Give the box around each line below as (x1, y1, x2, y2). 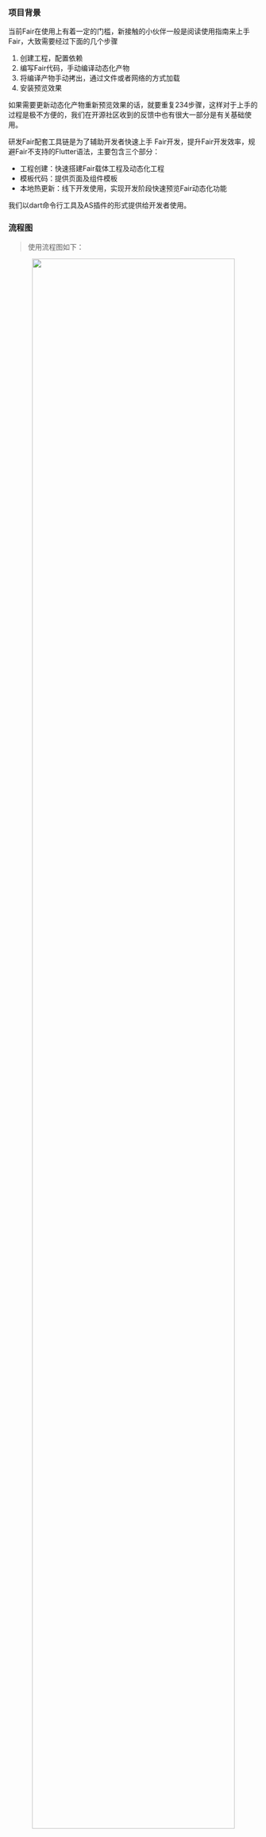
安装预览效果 (19, 83, 62, 93)
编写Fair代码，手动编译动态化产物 (19, 64, 130, 73)
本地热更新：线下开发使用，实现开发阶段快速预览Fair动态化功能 (19, 184, 228, 193)
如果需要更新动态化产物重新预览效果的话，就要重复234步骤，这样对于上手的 (8, 100, 258, 110)
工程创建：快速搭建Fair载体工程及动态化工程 (19, 164, 165, 173)
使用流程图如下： (27, 242, 84, 251)
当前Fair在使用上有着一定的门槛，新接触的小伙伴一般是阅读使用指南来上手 (8, 26, 250, 37)
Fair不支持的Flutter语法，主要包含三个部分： (14, 147, 160, 157)
